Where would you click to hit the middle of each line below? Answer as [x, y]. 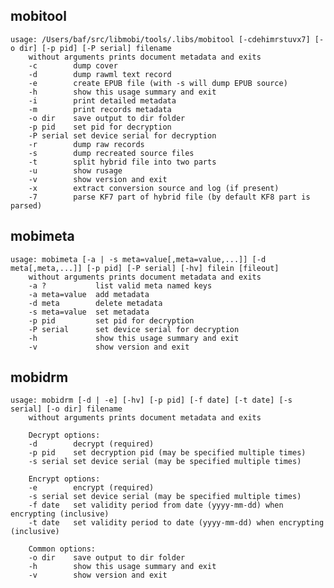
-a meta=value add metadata [89, 294]
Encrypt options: [64, 479]
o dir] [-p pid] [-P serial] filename [91, 48]
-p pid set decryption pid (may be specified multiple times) [167, 453]
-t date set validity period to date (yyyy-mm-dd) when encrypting [176, 523]
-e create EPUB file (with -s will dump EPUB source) [158, 83]
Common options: [62, 549]
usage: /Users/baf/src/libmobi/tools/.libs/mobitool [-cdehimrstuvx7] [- [167, 39]
